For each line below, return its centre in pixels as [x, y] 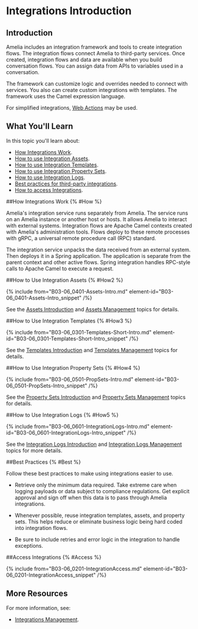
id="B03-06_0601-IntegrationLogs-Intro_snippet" [66, 432]
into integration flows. [41, 528]
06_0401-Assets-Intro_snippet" [44, 298]
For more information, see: [38, 608]
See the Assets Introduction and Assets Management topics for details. [92, 309]
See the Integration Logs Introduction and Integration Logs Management [94, 444]
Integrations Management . [47, 619]
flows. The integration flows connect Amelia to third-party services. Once [96, 53]
